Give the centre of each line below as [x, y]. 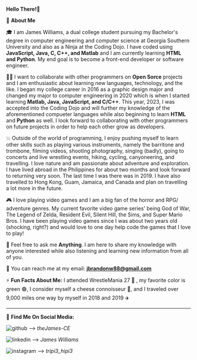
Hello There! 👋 [23, 9]
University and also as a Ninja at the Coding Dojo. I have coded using [89, 47]
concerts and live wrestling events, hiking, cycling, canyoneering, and [90, 157]
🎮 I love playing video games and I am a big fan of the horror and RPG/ [92, 200]
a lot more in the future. [35, 188]
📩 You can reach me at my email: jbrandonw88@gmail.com [79, 269]
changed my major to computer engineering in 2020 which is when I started [98, 96]
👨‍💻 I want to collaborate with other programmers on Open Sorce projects [94, 77]
